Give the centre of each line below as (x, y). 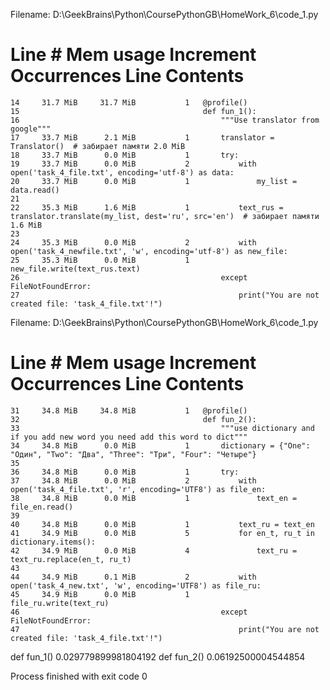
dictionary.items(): (53, 542)
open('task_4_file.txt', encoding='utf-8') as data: (122, 172)
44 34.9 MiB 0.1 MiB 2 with (133, 577)
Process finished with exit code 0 (79, 676)
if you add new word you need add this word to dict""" (129, 437)
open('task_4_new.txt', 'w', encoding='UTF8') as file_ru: (136, 585)
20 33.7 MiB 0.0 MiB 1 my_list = (154, 181)
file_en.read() (42, 507)
